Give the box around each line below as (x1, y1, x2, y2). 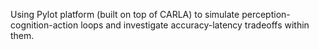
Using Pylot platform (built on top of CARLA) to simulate (10, 9, 240, 20)
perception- (241, 9, 291, 20)
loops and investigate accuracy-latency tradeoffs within (80, 19, 310, 31)
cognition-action (10, 19, 79, 31)
